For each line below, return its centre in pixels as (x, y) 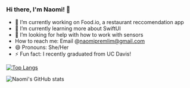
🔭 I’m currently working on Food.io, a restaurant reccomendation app (99, 22)
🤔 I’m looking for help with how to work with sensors (79, 35)
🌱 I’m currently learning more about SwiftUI (68, 28)
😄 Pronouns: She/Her (42, 47)
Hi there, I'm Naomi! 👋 (38, 9)
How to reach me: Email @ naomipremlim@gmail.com (80, 41)
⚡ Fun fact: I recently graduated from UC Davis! (73, 54)
